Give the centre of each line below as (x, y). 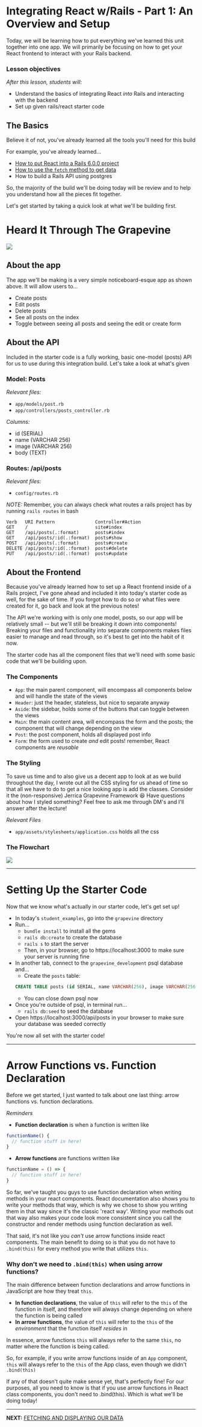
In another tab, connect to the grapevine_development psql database (99, 963)
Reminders (20, 1113)
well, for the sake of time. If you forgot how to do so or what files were (93, 600)
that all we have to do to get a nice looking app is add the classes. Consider (100, 789)
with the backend (36, 100)
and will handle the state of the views (61, 696)
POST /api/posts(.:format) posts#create (67, 543)
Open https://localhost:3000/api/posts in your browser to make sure (99, 1017)
